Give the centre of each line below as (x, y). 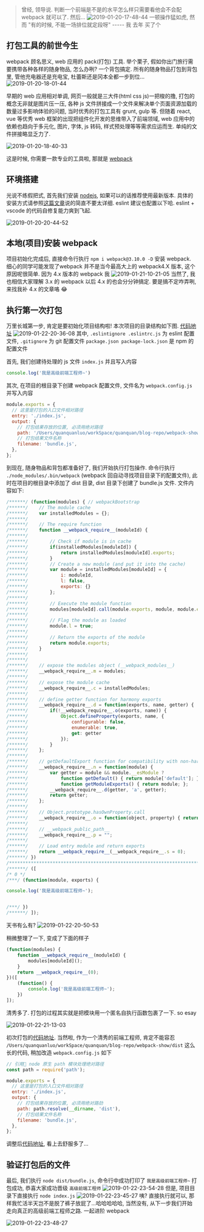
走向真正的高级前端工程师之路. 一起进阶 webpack (68, 1211)
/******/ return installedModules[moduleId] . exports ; (90, 553)
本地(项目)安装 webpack (52, 243)
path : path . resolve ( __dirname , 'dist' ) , (69, 1109)
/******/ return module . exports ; (58, 643)
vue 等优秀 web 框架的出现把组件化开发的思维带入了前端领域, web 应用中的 (100, 118)
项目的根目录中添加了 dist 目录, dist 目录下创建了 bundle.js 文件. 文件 (103, 482)
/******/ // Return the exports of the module (76, 637)
